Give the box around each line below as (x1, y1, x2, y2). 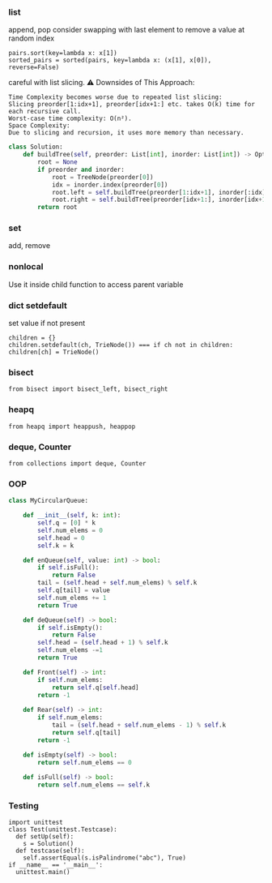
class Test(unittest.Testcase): (8, 825, 117, 834)
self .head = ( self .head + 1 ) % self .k (37, 639, 168, 647)
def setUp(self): (15, 833, 74, 841)
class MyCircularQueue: (8, 497, 89, 505)
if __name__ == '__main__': (8, 861, 104, 869)
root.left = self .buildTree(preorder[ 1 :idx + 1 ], (51, 188, 216, 196)
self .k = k (37, 542, 74, 550)
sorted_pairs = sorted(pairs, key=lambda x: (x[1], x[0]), (8, 56, 212, 65)
